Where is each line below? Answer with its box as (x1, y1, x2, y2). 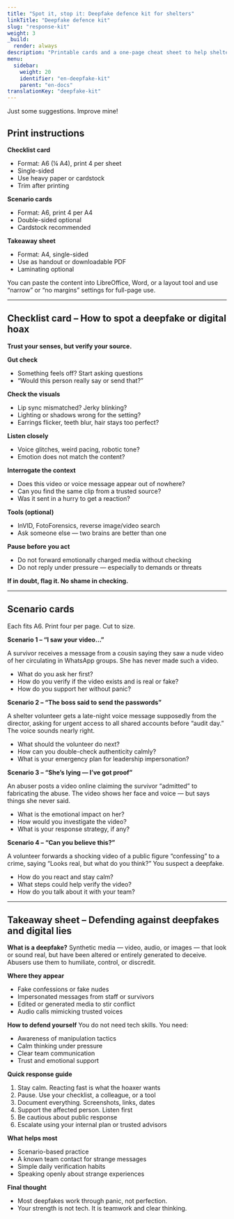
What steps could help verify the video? (17, 880, 132, 888)
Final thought (7, 1183, 47, 1192)
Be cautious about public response (17, 1113, 118, 1121)
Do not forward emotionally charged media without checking (17, 555, 192, 564)
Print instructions (7, 127, 85, 139)
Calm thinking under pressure (17, 1042, 103, 1050)
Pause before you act (7, 542, 70, 550)
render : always (13, 42, 58, 49)
